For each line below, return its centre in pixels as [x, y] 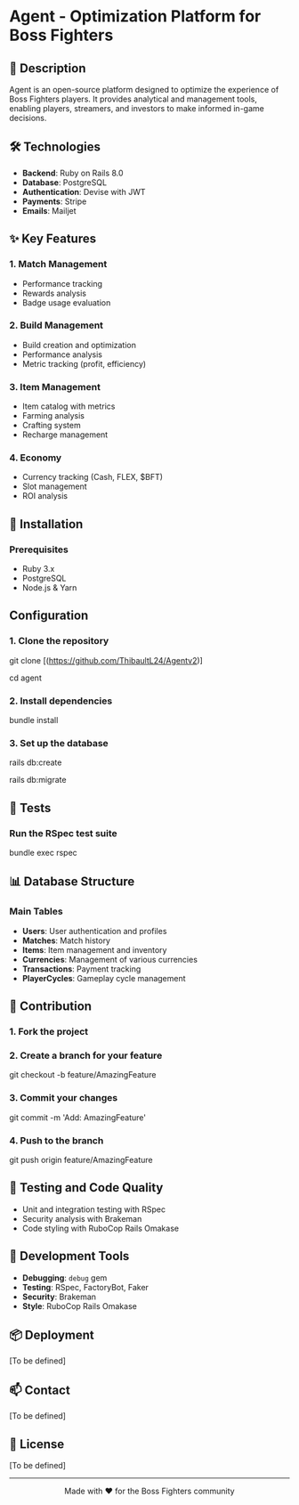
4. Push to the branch [57, 1140]
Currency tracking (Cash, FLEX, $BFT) [92, 477]
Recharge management [65, 435]
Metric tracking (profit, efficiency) [84, 363]
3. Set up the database [59, 743]
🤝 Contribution [50, 1007]
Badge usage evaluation [66, 302]
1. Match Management [58, 264]
